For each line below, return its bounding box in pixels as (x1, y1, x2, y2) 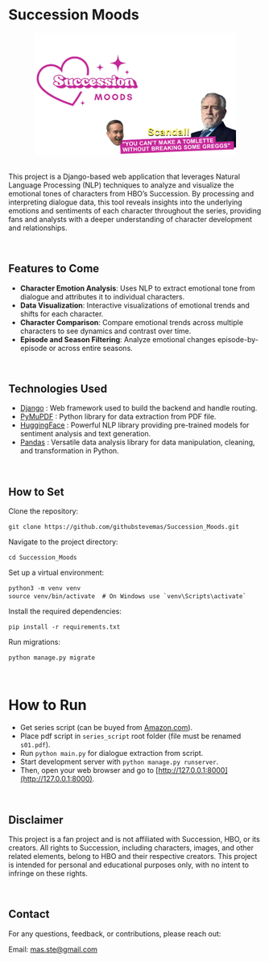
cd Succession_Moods (8, 554, 78, 562)
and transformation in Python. (19, 446, 119, 456)
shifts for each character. (19, 308, 104, 319)
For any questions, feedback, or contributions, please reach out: (8, 928, 221, 939)
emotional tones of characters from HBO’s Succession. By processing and (8, 188, 255, 198)
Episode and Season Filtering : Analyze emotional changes (19, 334, 216, 344)
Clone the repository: (8, 506, 79, 516)
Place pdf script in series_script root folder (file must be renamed (19, 731, 242, 741)
